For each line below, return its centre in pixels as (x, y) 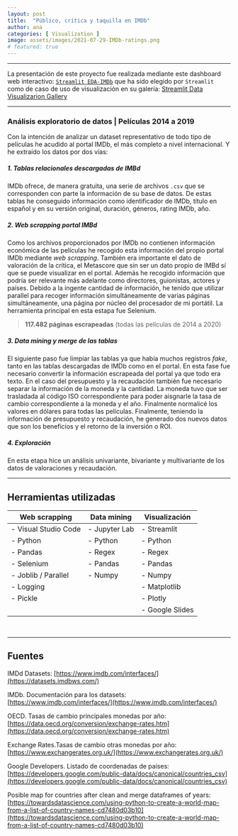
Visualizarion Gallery (37, 96)
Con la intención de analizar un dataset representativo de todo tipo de (109, 137)
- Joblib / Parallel (40, 575)
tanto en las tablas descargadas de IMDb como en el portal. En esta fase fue (119, 366)
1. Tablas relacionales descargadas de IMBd (74, 168)
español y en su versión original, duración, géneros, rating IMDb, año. (109, 209)
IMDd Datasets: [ (32, 673)
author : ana (25, 27)
